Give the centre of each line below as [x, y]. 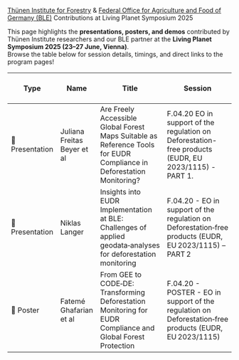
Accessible [118, 118]
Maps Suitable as [129, 136]
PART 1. [180, 176]
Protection [117, 346]
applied [112, 236]
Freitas [71, 140]
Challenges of [123, 227]
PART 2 [179, 254]
